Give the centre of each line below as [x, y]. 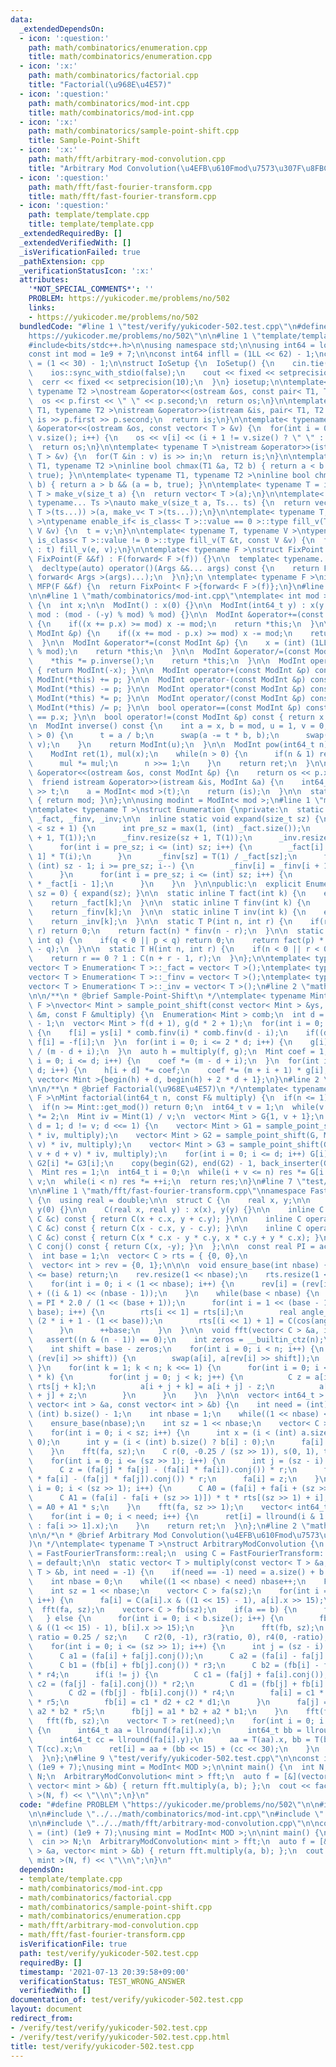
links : [42, 308]
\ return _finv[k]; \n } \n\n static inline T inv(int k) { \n [167, 912]
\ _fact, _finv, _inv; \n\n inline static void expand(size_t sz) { [174, 819]
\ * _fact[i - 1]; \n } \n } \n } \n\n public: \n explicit [165, 884]
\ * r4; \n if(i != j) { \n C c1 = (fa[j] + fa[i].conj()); [178, 1674]
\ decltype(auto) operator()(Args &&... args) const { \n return [174, 568]
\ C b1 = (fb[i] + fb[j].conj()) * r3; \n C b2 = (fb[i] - [174, 1665]
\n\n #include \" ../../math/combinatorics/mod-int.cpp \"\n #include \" [176, 1814]
